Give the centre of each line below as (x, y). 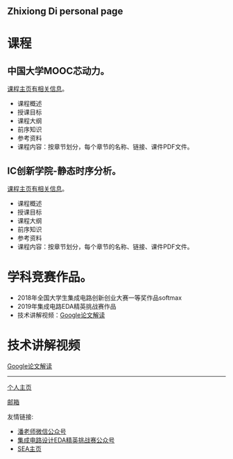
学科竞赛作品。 (50, 277)
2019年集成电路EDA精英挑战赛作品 (67, 307)
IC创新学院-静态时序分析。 (64, 171)
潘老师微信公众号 (42, 431)
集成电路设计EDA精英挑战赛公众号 (66, 440)
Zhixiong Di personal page (65, 11)
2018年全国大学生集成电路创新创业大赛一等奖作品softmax (100, 298)
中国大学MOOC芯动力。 (58, 71)
